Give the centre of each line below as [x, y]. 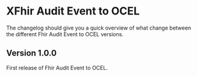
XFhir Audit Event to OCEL [73, 11]
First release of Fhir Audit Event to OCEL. [57, 68]
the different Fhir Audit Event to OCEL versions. [65, 34]
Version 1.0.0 [32, 53]
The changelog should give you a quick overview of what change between [99, 28]
